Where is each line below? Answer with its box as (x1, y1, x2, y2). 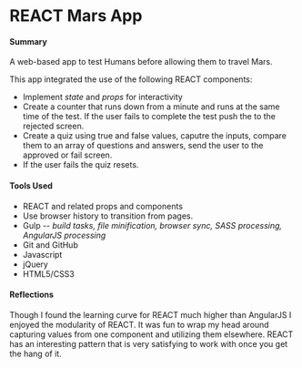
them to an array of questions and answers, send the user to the (22, 140, 264, 151)
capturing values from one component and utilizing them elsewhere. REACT (9, 329, 294, 340)
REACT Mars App (9, 5, 143, 26)
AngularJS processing (22, 230, 106, 240)
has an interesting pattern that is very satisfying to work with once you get (9, 338, 288, 349)
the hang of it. (9, 348, 62, 359)
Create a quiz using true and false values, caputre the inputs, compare (22, 130, 287, 141)
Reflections (9, 289, 55, 301)
